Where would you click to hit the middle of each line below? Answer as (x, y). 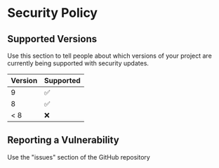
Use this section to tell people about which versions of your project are (109, 56)
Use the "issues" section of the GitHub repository (79, 157)
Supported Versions (52, 39)
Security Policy (53, 13)
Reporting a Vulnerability (63, 140)
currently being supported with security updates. (78, 63)
